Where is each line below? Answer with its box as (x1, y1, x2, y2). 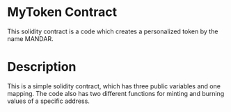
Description (7, 59, 77, 75)
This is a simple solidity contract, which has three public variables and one (7, 81, 221, 90)
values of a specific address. (7, 97, 90, 105)
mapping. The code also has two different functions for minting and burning (7, 89, 225, 97)
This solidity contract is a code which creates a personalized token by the (7, 27, 218, 35)
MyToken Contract (7, 4, 117, 20)
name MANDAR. (7, 34, 54, 42)
